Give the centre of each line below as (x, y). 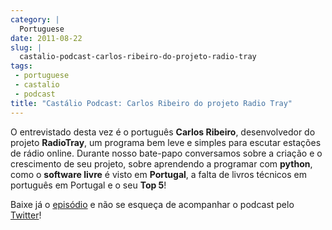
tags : (21, 66)
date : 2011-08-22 (46, 38)
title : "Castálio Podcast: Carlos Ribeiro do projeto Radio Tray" (151, 103)
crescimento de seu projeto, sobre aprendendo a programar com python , (161, 163)
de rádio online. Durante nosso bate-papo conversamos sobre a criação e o (166, 153)
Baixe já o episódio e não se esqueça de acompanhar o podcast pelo (152, 204)
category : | (35, 19)
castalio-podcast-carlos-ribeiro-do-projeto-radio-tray (138, 57)
